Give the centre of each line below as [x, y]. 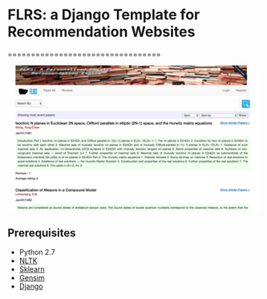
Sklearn [32, 269]
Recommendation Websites [101, 32]
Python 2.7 [37, 252]
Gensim [32, 278]
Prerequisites [42, 233]
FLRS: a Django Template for [104, 15]
